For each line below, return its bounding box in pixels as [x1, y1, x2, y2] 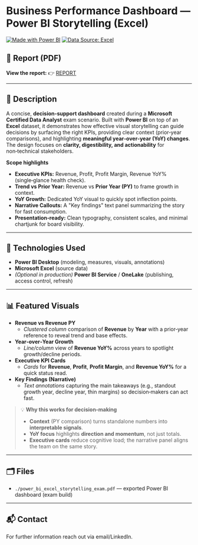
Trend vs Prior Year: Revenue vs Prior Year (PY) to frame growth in [14, 183, 179, 190]
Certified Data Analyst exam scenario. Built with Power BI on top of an [6, 116, 179, 123]
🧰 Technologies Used [6, 243, 85, 253]
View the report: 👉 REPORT [6, 69, 77, 76]
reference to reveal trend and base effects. [23, 332, 128, 339]
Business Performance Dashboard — [6, 4, 191, 18]
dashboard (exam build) [14, 491, 73, 498]
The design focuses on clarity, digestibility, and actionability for [6, 141, 165, 148]
